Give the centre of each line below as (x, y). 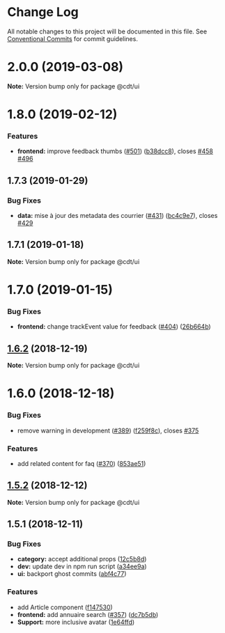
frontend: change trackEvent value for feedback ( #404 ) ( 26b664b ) (114, 327)
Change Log (43, 12)
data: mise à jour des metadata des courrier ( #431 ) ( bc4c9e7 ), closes (117, 216)
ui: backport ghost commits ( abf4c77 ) (72, 574)
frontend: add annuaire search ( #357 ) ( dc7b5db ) (88, 614)
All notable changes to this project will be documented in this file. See (107, 31)
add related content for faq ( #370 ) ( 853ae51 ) (82, 463)
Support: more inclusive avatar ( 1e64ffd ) (76, 622)
